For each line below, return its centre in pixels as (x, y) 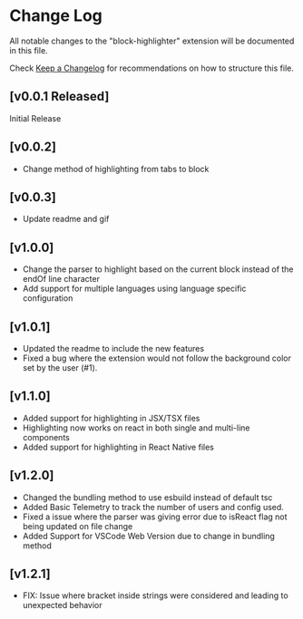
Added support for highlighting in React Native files (118, 447)
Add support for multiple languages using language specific (134, 289)
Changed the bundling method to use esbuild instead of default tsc (147, 497)
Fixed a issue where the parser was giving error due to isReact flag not (155, 517)
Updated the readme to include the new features (113, 348)
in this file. (29, 50)
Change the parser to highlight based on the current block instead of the (158, 269)
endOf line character (61, 279)
